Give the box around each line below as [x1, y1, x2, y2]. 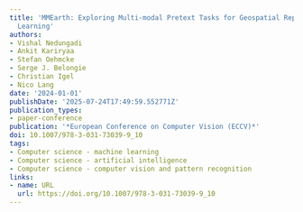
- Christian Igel [9, 72, 75, 81]
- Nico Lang [9, 80, 54, 89]
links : [9, 172, 34, 181]
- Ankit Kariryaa [9, 47, 75, 56]
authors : [9, 30, 42, 39]
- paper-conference [9, 114, 83, 123]
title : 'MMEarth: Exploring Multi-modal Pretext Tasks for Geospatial [9, 13, 280, 23]
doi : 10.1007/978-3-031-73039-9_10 [9, 131, 143, 140]
